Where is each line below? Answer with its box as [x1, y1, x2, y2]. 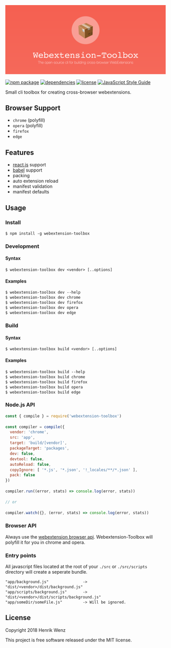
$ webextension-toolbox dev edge [5, 311, 76, 316]
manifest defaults [12, 189, 49, 195]
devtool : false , [10, 456, 44, 462]
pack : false [10, 472, 36, 478]
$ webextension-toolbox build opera [5, 384, 83, 389]
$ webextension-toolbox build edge [5, 389, 81, 395]
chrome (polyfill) [12, 117, 45, 123]
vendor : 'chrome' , [10, 430, 49, 435]
